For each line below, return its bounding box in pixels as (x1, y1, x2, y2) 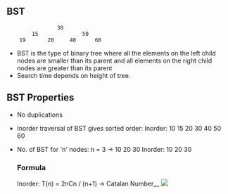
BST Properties (6, 91, 75, 104)
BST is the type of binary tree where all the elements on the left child (16, 48, 216, 57)
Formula (16, 162, 46, 172)
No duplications (16, 110, 63, 119)
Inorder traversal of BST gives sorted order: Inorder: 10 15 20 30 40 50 (16, 124, 222, 132)
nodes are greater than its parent (16, 63, 113, 72)
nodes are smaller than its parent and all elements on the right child (16, 56, 213, 65)
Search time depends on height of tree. (16, 71, 131, 79)
